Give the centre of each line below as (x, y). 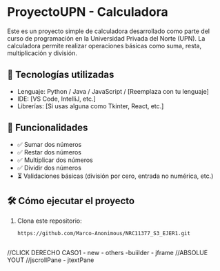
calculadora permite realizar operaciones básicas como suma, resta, (104, 46)
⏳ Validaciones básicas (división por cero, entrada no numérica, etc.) (115, 176)
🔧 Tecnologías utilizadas (61, 75)
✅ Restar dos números (49, 152)
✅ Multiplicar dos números (55, 160)
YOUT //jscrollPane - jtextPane (51, 260)
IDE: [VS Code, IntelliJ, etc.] (57, 99)
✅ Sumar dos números (49, 144)
